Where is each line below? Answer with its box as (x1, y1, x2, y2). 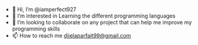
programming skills (12, 25, 60, 32)
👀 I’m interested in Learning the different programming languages (12, 12, 176, 19)
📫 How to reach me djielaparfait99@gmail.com (12, 32, 132, 39)
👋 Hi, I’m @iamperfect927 (12, 6, 77, 13)
